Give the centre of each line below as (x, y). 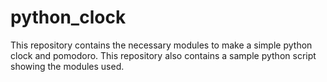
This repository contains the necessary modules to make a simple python (161, 45)
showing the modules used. (67, 66)
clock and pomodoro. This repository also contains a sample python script (163, 55)
